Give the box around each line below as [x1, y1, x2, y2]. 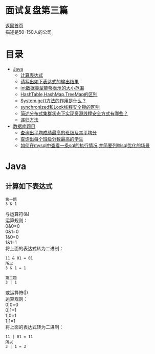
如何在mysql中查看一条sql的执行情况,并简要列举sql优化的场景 [20, 142, 150, 148]
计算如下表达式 [5, 182, 53, 191]
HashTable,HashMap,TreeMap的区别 [20, 91, 98, 97]
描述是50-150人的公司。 [5, 29, 56, 35]
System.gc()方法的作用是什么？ [20, 98, 87, 104]
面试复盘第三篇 [5, 5, 69, 16]
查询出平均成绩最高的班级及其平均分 [20, 129, 97, 135]
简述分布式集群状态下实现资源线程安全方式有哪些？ [20, 110, 128, 116]
